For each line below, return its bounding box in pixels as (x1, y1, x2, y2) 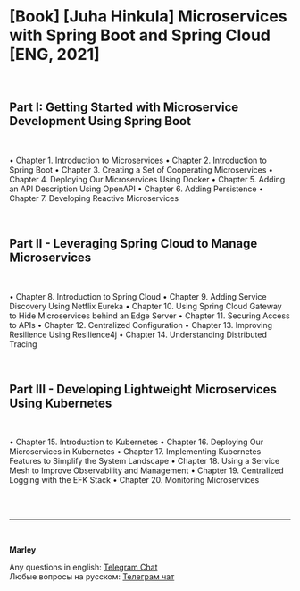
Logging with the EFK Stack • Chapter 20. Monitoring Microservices (9, 475, 260, 485)
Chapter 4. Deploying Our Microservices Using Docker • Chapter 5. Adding (9, 173, 286, 184)
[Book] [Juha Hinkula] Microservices (9, 6, 287, 27)
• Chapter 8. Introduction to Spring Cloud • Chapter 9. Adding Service (9, 291, 267, 301)
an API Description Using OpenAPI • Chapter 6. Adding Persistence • (9, 183, 264, 194)
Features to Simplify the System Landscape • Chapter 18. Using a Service (9, 456, 280, 467)
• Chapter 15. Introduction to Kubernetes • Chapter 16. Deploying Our (9, 436, 264, 448)
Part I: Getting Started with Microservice (9, 100, 239, 115)
